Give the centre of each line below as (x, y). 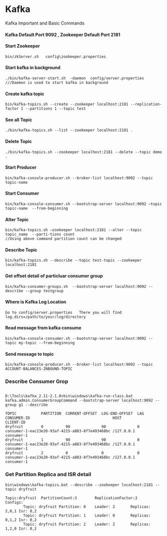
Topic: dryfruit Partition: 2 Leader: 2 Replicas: (87, 524)
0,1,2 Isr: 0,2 (21, 520)
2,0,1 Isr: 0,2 (21, 511)
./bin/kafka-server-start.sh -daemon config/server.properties (74, 78)
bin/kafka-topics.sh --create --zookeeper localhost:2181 (67, 104)
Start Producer (21, 167)
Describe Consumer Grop (37, 381)
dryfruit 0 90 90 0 (72, 427)
